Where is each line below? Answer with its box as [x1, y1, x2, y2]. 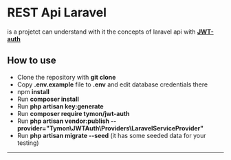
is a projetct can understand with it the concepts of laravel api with [7, 27, 196, 36]
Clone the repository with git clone [16, 73, 116, 81]
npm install [16, 87, 50, 95]
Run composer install [16, 95, 79, 103]
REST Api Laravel [7, 5, 107, 21]
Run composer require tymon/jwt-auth [16, 109, 130, 117]
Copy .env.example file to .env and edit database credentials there [16, 80, 208, 89]
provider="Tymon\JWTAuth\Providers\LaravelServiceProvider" [16, 124, 204, 132]
